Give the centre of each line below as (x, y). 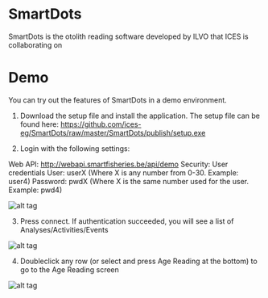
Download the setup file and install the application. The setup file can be (140, 115)
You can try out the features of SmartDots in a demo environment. (118, 100)
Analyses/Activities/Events (64, 229)
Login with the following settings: (75, 148)
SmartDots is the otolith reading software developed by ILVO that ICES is (128, 36)
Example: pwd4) (35, 190)
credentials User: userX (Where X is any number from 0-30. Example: (124, 172)
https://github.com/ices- (101, 124)
